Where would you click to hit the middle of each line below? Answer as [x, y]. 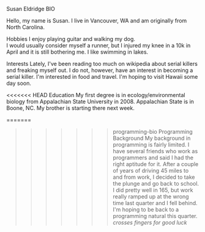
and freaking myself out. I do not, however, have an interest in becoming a [100, 70]
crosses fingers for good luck [150, 223]
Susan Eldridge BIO [31, 9]
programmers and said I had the [153, 158]
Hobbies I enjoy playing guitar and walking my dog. [71, 39]
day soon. [19, 83]
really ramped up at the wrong [151, 197]
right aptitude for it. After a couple [156, 164]
